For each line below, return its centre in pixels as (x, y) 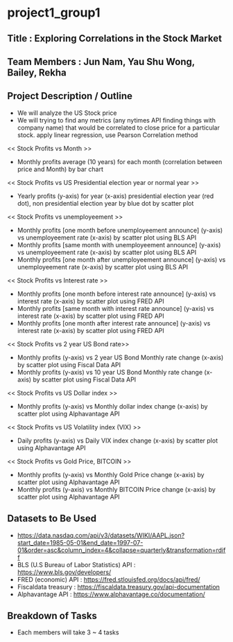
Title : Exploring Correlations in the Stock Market (114, 38)
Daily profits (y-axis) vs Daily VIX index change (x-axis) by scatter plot (118, 440)
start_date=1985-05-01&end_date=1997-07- (80, 542)
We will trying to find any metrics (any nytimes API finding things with (116, 120)
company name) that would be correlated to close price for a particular (118, 127)
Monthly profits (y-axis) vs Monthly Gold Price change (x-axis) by (111, 474)
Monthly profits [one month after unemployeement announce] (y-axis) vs (121, 259)
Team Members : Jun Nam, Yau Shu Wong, (101, 61)
